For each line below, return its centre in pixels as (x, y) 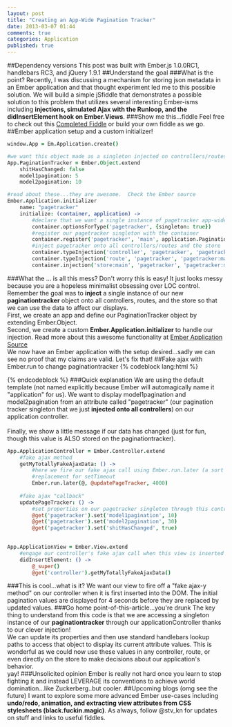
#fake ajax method (46, 457)
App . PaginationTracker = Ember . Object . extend (74, 163)
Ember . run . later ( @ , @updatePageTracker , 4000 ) (100, 483)
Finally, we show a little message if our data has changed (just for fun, (107, 431)
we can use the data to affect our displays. (68, 307)
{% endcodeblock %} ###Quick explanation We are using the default (106, 380)
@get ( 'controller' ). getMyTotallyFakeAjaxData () (101, 573)
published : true (30, 46)
